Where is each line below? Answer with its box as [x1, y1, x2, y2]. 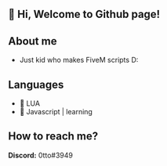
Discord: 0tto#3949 [8, 150, 73, 160]
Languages [8, 78, 64, 91]
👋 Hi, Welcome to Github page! [8, 8, 161, 21]
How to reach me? [8, 130, 99, 143]
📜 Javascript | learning [19, 107, 93, 117]
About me [8, 34, 57, 48]
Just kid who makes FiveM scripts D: [19, 56, 139, 65]
